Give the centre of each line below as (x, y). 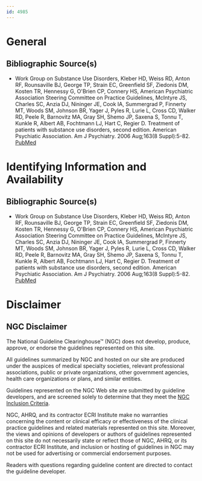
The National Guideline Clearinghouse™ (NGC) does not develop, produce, (99, 341)
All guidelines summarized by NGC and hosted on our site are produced (96, 359)
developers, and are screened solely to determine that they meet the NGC (98, 397)
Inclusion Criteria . (28, 403)
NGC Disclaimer (37, 327)
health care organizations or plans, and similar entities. (74, 379)
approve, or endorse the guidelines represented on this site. (80, 348)
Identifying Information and (76, 167)
